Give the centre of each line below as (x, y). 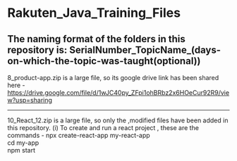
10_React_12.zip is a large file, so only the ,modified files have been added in (118, 120)
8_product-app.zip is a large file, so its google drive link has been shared (113, 78)
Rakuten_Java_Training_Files (94, 13)
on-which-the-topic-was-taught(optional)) (104, 61)
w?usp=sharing (30, 100)
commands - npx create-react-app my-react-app (79, 135)
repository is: (37, 50)
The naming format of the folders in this (96, 39)
